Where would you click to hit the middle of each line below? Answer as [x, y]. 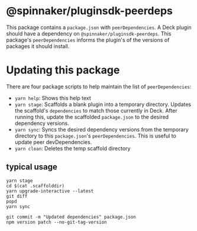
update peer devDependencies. [53, 142]
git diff [17, 196]
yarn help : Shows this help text [53, 98]
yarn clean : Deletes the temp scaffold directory [72, 148]
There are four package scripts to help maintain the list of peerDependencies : [99, 86]
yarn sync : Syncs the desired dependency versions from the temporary [102, 129]
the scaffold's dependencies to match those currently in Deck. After [96, 110]
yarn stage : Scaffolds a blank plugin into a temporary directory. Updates [103, 104]
